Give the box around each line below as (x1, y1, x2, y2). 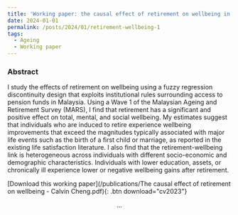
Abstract (7, 67, 39, 77)
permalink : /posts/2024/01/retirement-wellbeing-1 (7, 23, 161, 31)
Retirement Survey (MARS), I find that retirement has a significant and (7, 106, 212, 114)
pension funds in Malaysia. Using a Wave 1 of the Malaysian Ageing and (7, 98, 217, 106)
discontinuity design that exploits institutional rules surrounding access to (7, 90, 223, 99)
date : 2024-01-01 (7, 17, 59, 24)
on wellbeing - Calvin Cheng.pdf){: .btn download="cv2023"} (7, 187, 188, 196)
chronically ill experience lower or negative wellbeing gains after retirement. (7, 166, 229, 175)
